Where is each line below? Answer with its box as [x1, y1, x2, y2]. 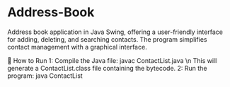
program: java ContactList [7, 71, 83, 80]
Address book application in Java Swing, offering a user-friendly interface [7, 28, 223, 36]
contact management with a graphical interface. [7, 42, 147, 51]
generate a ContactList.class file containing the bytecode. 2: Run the [7, 64, 207, 72]
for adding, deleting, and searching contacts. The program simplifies [7, 35, 207, 43]
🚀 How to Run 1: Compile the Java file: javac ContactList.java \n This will [7, 56, 217, 64]
